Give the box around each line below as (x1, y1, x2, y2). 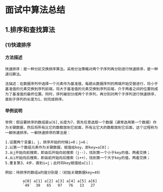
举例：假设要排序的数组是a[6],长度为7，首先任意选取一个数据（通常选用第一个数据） (5, 120, 153, 125)
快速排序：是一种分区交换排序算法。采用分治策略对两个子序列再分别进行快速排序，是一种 (5, 67, 158, 72)
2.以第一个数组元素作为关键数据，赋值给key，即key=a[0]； (5, 145, 110, 150)
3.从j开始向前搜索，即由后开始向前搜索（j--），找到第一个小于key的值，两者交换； (5, 150, 151, 155)
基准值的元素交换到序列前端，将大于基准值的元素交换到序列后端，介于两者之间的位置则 (5, 86, 155, 91)
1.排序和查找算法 (5, 25, 55, 34)
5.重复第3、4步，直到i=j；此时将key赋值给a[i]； (5, 160, 94, 166)
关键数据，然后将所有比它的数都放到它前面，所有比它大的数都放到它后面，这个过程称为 (8, 125, 158, 130)
